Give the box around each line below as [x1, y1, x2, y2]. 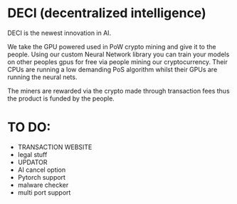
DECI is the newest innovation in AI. [7, 29, 112, 37]
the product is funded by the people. [7, 94, 115, 103]
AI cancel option [17, 165, 66, 174]
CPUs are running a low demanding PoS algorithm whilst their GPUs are [7, 65, 218, 73]
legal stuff [17, 150, 48, 158]
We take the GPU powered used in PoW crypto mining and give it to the [7, 42, 216, 51]
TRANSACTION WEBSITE [17, 143, 93, 151]
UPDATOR [17, 158, 48, 166]
